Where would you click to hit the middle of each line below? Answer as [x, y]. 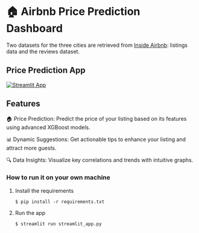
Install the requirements [44, 190]
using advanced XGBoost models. [48, 127]
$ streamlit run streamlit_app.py [58, 224]
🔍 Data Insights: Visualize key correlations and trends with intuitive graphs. [100, 160]
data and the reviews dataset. [43, 51]
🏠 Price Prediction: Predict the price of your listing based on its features [96, 118]
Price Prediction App [46, 71]
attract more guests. [31, 148]
